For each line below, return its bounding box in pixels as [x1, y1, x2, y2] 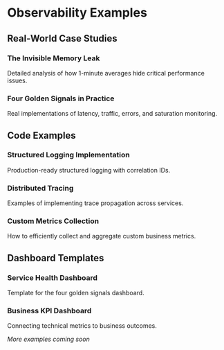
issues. [7, 76, 28, 85]
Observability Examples [7, 5, 147, 21]
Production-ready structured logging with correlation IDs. [7, 166, 171, 174]
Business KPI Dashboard [7, 306, 92, 316]
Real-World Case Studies [7, 33, 118, 44]
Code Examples [7, 130, 76, 141]
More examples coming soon [7, 335, 90, 344]
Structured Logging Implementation [7, 150, 130, 160]
